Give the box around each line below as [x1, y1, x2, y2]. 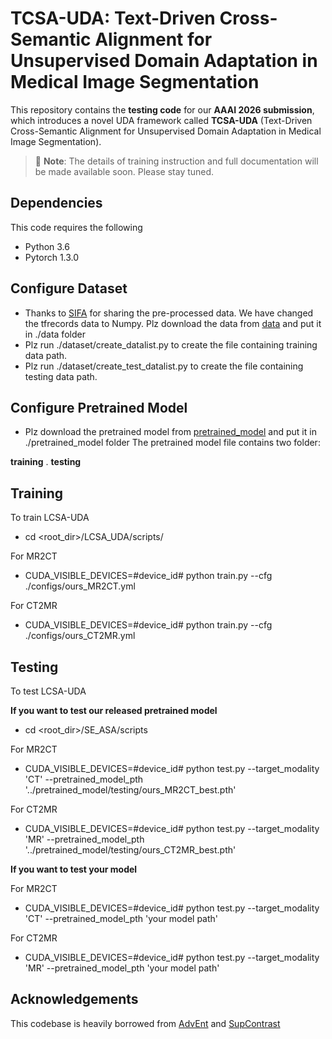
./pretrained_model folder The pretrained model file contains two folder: [24, 437, 321, 449]
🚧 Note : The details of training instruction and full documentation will [34, 155, 319, 167]
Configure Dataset [10, 280, 128, 297]
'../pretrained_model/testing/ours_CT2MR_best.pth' [24, 844, 237, 856]
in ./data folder [24, 328, 86, 340]
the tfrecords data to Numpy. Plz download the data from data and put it [24, 317, 322, 329]
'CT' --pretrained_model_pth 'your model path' [24, 913, 219, 924]
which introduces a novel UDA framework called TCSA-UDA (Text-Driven [10, 114, 313, 126]
